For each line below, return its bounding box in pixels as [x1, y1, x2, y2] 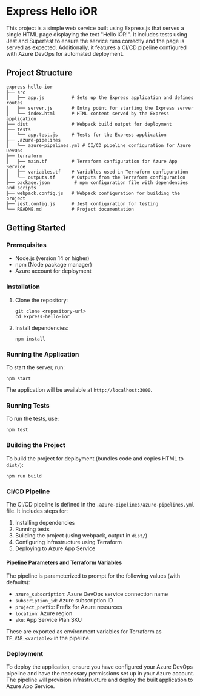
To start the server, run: [6, 364, 65, 371]
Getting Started [6, 223, 66, 233]
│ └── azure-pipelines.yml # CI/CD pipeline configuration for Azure [6, 142, 191, 148]
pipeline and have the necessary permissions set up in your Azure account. [6, 670, 195, 677]
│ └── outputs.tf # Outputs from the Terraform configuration [6, 174, 186, 180]
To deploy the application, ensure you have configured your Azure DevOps [6, 663, 193, 670]
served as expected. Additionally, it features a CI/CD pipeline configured [6, 44, 187, 51]
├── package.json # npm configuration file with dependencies [6, 179, 188, 186]
